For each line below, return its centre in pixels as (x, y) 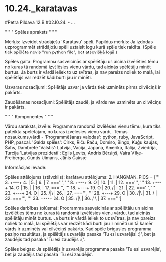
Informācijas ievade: (26, 167)
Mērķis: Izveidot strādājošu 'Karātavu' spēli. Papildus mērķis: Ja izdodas (79, 41)
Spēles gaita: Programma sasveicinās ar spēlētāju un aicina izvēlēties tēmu (82, 61)
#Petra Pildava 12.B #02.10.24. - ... (40, 22)
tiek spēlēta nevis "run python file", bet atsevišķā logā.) (61, 52)
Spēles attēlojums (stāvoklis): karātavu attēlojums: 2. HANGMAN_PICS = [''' (82, 177)
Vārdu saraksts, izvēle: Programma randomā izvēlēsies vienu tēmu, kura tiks (83, 126)
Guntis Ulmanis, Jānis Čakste (57, 158)
